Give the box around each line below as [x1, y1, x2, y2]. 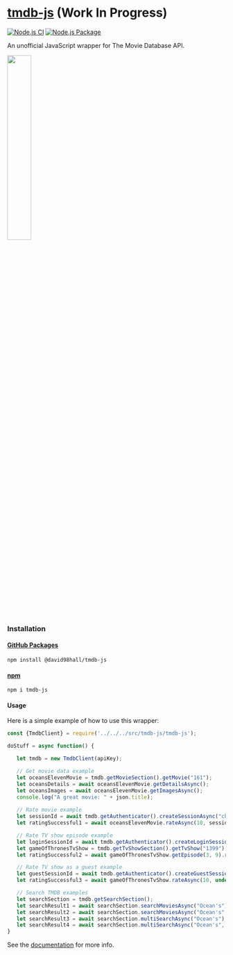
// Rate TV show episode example [16, 832, 113, 839]
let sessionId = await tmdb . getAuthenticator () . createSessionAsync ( [16, 813, 218, 820]
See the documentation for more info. [7, 940, 114, 949]
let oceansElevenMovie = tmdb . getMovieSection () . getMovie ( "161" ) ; [16, 774, 213, 781]
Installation [7, 623, 46, 633]
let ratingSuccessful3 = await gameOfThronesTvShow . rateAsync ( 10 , [16, 877, 213, 884]
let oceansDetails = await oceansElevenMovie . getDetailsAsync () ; [16, 781, 209, 787]
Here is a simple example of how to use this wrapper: [7, 717, 159, 725]
